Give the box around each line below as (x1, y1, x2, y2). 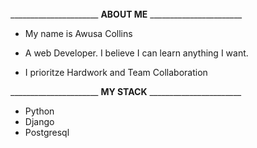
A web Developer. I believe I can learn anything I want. (24, 47, 249, 59)
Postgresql (24, 126, 70, 138)
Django (24, 115, 55, 127)
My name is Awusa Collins (24, 27, 133, 39)
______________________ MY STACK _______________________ (10, 85, 242, 97)
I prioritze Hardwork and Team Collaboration (24, 66, 208, 78)
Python (24, 105, 55, 117)
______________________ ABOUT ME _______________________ (10, 8, 243, 20)
